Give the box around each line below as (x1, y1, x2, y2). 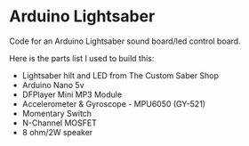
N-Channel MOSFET (21, 118, 98, 128)
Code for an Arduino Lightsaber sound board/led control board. (9, 36, 242, 46)
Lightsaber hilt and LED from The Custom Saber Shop (21, 69, 220, 81)
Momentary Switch (21, 108, 92, 118)
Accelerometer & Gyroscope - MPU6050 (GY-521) (21, 98, 206, 109)
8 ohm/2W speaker (21, 126, 93, 137)
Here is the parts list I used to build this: (9, 53, 155, 63)
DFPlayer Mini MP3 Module (21, 89, 123, 100)
